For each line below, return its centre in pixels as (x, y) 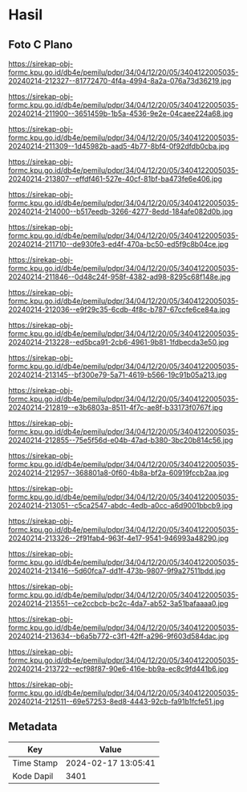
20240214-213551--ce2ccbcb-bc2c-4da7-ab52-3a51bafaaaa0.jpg (118, 603)
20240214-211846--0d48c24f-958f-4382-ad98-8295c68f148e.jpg (119, 277)
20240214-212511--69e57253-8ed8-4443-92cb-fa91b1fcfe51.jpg (116, 702)
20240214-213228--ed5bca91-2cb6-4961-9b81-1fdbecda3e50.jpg (119, 342)
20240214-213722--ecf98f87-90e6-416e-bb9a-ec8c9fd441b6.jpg (118, 669)
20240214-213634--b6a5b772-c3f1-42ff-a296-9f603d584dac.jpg (119, 636)
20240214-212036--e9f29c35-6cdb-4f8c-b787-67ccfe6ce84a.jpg (119, 310)
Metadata (33, 726)
